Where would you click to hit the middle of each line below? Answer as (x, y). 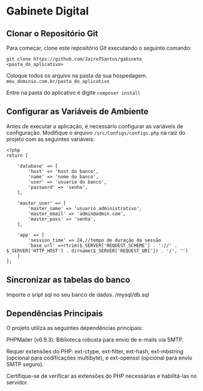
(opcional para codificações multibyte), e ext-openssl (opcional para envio (99, 358)
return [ (17, 156)
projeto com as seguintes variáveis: (51, 139)
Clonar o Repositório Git (52, 34)
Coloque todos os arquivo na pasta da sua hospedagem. (77, 76)
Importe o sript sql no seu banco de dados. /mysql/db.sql (78, 294)
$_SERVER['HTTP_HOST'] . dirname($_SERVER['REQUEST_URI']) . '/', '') (97, 251)
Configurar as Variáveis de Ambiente (77, 112)
